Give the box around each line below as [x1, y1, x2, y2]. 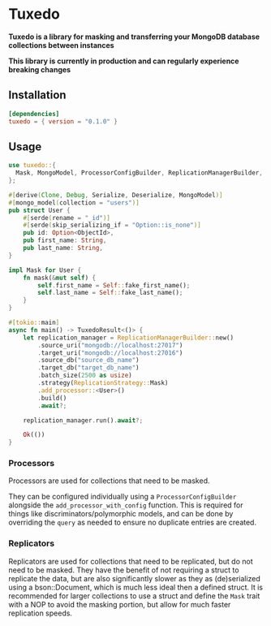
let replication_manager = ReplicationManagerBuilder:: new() [23, 334, 234, 342]
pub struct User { [8, 206, 71, 214]
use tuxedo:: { [8, 162, 57, 170]
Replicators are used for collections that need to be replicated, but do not [8, 556, 253, 566]
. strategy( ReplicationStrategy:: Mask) [37, 379, 169, 387]
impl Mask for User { [8, 266, 82, 274]
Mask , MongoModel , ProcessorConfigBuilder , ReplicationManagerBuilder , [15, 169, 264, 177]
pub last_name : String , [23, 244, 104, 253]
